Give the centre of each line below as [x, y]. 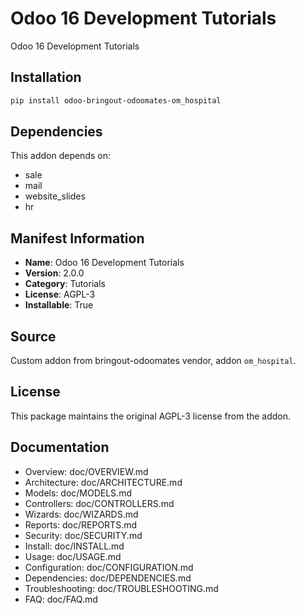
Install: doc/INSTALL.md [74, 546]
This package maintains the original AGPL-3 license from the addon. [151, 416]
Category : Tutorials [65, 284]
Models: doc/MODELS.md [78, 493]
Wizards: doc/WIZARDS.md [81, 514]
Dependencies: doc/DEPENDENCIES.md [108, 578]
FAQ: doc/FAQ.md [61, 599]
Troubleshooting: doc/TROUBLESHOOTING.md [121, 588]
